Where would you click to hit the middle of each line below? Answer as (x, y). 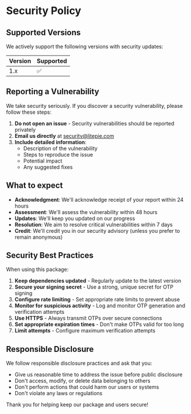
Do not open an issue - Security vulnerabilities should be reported (94, 123)
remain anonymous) (39, 237)
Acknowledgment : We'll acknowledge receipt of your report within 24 (99, 199)
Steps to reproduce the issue (58, 154)
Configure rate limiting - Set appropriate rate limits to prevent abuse (97, 300)
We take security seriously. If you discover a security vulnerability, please (94, 106)
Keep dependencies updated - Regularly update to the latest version (98, 281)
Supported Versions (43, 33)
